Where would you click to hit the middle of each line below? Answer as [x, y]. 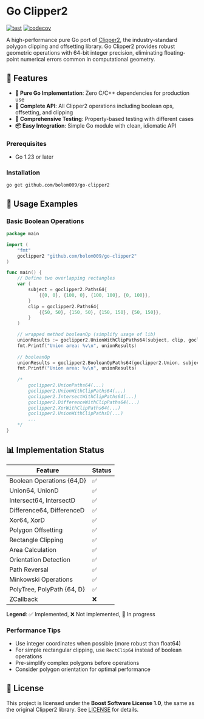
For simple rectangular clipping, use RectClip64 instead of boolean [98, 650]
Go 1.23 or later [34, 157]
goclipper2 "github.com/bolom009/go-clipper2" [77, 256]
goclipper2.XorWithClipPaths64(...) [74, 408]
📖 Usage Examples [42, 204]
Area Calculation [33, 549]
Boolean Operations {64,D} [48, 480]
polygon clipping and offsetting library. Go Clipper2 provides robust [91, 46]
